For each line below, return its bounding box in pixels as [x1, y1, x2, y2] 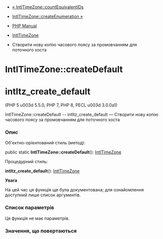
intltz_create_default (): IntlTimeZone [5, 168, 80, 174]
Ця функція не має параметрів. [5, 215, 70, 221]
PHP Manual [12, 23, 37, 29]
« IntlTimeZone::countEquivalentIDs [12, 4, 84, 10]
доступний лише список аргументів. [5, 192, 81, 198]
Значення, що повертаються [5, 227, 77, 234]
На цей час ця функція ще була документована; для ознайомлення [5, 187, 144, 193]
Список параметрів [5, 204, 54, 211]
